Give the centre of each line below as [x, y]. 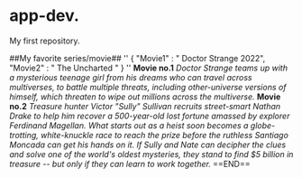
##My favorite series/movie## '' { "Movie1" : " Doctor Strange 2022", [137, 58]
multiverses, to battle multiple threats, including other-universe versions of [148, 87]
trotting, [24, 135]
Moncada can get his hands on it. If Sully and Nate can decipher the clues [148, 145]
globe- [263, 125]
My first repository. [45, 41]
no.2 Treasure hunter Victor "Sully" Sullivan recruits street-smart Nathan [145, 106]
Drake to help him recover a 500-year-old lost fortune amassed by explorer [150, 116]
